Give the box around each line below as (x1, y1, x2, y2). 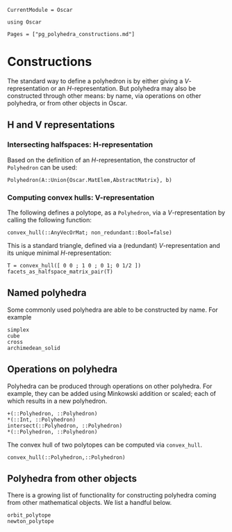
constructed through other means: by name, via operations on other (7, 91, 201, 100)
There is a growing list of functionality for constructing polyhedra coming (7, 491, 217, 499)
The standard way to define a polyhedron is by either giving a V (7, 76, 189, 85)
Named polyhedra (7, 287, 87, 299)
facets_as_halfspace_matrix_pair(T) (7, 268, 113, 275)
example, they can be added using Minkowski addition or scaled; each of (7, 389, 217, 397)
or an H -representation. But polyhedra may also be (50, 84, 197, 92)
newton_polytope (7, 518, 54, 525)
